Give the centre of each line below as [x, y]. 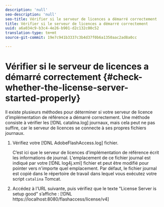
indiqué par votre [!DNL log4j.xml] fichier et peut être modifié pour [81, 163]
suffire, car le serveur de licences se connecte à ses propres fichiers [76, 128]
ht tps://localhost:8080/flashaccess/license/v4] [61, 199]
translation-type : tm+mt [31, 33]
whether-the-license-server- [67, 88]
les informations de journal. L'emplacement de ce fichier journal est [82, 158]
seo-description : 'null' [31, 14]
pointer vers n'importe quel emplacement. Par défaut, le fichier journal [84, 168]
